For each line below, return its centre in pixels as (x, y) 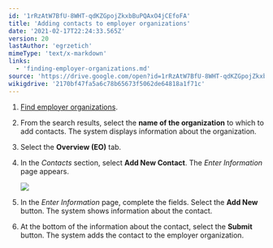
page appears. (44, 171)
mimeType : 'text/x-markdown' (58, 53)
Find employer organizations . (69, 107)
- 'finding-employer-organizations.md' (83, 69)
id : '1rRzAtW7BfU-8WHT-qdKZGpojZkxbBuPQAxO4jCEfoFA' (100, 16)
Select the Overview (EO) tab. (71, 147)
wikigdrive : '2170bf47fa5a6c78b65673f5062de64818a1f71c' (107, 83)
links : (19, 62)
